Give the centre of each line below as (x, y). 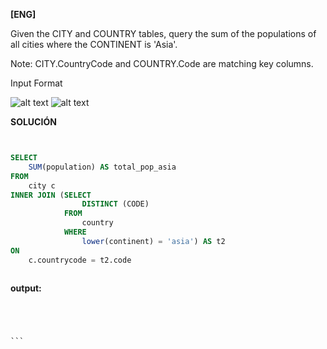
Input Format (36, 83)
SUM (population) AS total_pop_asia (102, 167)
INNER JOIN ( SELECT (51, 195)
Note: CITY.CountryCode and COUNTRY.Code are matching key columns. (162, 63)
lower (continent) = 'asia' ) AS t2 (153, 241)
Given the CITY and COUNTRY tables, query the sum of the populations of (163, 33)
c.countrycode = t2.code (80, 260)
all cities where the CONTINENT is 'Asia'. (94, 44)
